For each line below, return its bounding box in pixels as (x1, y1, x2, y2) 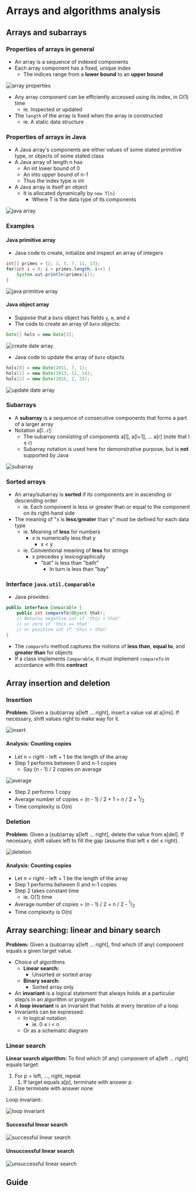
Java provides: (14, 593, 51, 601)
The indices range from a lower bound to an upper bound (23, 70, 163, 77)
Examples (6, 222, 35, 230)
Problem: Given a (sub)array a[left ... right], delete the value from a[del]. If (6, 831, 184, 838)
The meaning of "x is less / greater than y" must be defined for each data (14, 516, 190, 523)
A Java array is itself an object (14, 183, 87, 191)
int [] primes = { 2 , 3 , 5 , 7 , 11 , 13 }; (6, 261, 100, 267)
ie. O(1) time (23, 894, 52, 901)
